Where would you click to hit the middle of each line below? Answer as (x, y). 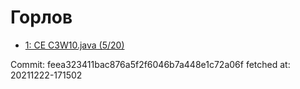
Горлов (41, 17)
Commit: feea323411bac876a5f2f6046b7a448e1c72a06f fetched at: (150, 64)
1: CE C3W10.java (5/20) (74, 45)
